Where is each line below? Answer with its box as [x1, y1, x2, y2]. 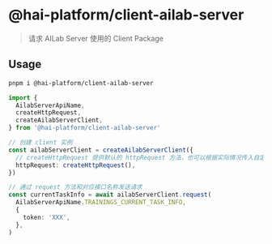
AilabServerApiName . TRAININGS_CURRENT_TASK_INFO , [15, 199, 186, 207]
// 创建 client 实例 [8, 139, 73, 147]
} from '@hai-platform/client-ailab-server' [8, 124, 161, 132]
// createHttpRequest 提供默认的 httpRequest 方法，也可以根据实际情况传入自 [15, 153, 260, 161]
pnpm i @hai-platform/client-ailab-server [8, 79, 154, 87]
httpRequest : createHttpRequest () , [15, 161, 136, 169]
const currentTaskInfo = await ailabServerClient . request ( [8, 190, 212, 199]
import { [8, 93, 38, 102]
